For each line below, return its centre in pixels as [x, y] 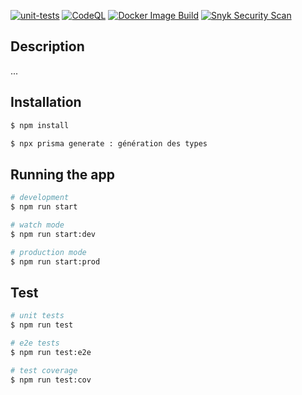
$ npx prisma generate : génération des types [109, 143]
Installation [46, 102]
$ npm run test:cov [51, 380]
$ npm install [40, 125]
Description [47, 46]
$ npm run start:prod [55, 261]
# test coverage [44, 370]
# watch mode [37, 225]
